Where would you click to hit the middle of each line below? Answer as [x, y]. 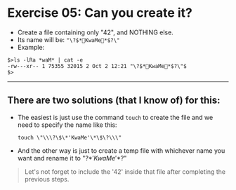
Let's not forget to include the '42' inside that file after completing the [125, 171]
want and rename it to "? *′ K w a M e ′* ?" [72, 158]
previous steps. [47, 179]
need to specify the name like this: [67, 125]
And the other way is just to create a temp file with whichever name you [121, 150]
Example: [31, 47]
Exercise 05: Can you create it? [100, 13]
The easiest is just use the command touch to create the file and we [115, 117]
